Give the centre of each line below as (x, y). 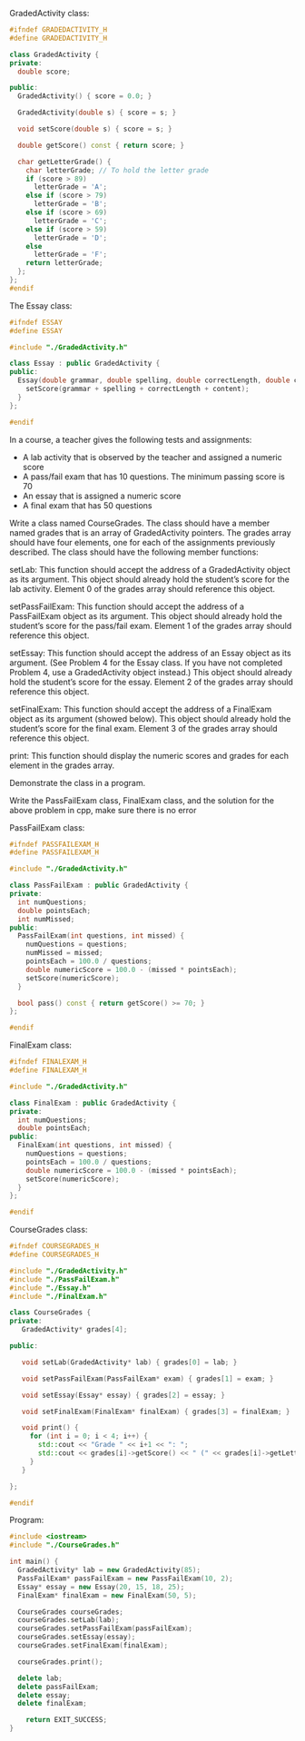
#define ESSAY (36, 330)
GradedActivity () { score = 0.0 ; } (85, 96)
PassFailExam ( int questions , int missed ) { (101, 936)
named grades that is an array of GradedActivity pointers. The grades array (151, 532)
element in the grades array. (62, 765)
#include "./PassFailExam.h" (64, 1279)
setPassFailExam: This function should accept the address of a (127, 606)
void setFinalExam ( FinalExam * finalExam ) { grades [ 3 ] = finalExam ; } (156, 1411)
